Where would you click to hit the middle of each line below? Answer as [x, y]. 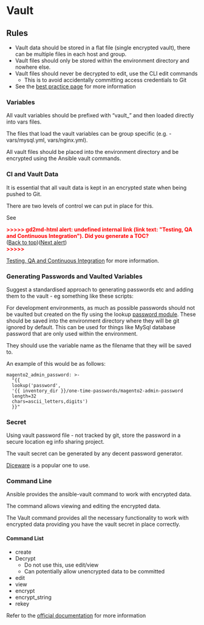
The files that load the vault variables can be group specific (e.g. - [89, 134]
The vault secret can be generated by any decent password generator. [95, 453]
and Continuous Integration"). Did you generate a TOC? [78, 236]
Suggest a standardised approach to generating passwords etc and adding [100, 289]
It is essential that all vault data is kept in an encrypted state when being [97, 187]
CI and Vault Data [32, 174]
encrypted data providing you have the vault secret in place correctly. [93, 525]
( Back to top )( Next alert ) [37, 242]
